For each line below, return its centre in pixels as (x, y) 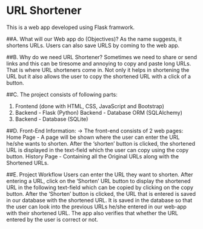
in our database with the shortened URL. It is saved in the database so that (99, 200)
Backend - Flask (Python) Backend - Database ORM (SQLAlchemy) (99, 112)
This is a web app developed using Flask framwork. (71, 27)
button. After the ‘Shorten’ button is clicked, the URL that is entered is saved (101, 193)
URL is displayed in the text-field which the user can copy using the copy (98, 150)
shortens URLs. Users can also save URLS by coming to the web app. (93, 45)
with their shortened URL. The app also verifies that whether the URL (92, 213)
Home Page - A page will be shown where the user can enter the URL (93, 137)
